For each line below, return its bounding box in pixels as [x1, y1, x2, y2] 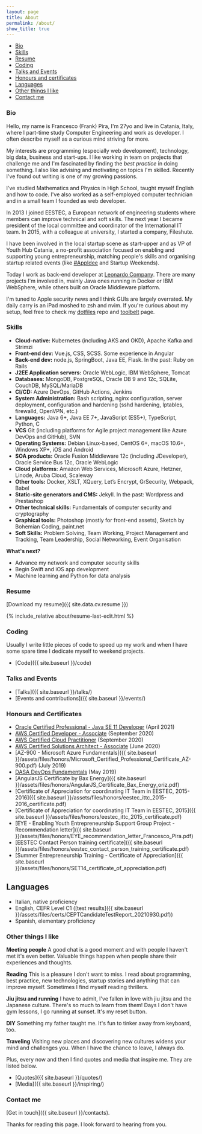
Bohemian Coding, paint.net [14, 523, 84, 530]
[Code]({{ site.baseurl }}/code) [14, 659, 92, 667]
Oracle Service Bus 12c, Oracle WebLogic [14, 458, 118, 466]
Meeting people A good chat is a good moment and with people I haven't [6, 946, 188, 953]
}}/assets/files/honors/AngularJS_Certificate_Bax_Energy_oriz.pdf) [14, 781, 180, 789]
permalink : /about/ [6, 20, 55, 26]
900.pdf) [14, 762, 37, 769]
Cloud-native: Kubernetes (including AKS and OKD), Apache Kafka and [14, 336, 193, 344]
